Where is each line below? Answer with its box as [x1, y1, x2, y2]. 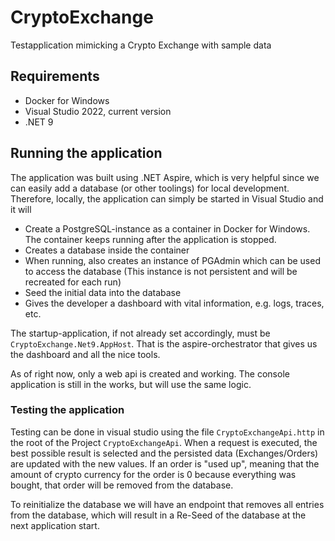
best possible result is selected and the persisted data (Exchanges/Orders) [10, 447, 319, 459]
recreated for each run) [24, 276, 122, 288]
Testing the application [10, 403, 125, 417]
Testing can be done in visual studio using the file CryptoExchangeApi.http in [10, 426, 325, 438]
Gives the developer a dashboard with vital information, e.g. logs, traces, [24, 297, 325, 309]
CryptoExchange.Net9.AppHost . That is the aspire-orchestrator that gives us [10, 337, 318, 350]
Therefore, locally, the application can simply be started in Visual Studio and [10, 192, 324, 205]
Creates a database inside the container [24, 244, 190, 256]
